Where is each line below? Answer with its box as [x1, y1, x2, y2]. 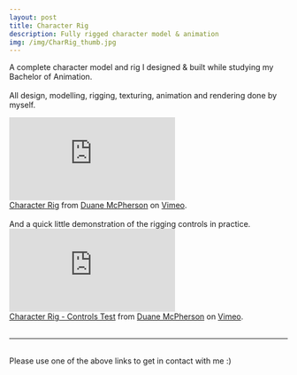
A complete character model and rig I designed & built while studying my [9, 62, 274, 73]
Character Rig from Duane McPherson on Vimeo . [9, 200, 187, 211]
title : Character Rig [9, 21, 89, 30]
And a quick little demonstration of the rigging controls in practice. [9, 219, 251, 230]
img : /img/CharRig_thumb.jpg [9, 37, 117, 47]
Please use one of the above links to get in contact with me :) [9, 355, 232, 366]
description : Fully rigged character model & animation [9, 29, 219, 38]
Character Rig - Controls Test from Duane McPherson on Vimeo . [9, 311, 244, 322]
